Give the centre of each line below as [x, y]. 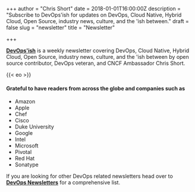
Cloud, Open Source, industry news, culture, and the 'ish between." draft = [97, 21]
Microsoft [26, 146]
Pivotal [23, 152]
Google [24, 133]
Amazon [25, 102]
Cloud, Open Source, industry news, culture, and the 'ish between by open [97, 57]
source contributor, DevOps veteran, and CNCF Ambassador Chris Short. [96, 63]
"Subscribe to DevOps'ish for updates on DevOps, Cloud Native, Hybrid [94, 15]
